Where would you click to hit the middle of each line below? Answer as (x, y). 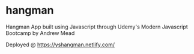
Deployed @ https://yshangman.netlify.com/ (60, 45)
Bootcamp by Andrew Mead (40, 33)
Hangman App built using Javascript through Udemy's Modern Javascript (97, 27)
